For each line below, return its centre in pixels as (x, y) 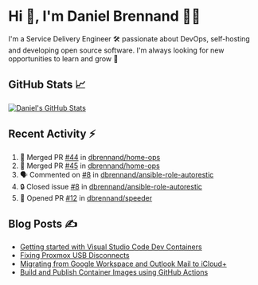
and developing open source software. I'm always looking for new (116, 50)
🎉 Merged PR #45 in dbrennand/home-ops (90, 166)
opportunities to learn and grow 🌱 (63, 58)
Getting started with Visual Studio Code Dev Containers (111, 247)
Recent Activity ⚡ (52, 134)
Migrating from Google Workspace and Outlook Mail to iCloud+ (123, 264)
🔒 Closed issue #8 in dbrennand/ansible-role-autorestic (111, 186)
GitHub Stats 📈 (47, 85)
